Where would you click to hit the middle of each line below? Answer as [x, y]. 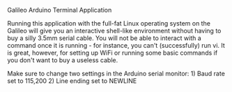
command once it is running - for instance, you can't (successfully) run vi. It [116, 45]
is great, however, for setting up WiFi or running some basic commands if [113, 53]
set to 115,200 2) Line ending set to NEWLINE [72, 81]
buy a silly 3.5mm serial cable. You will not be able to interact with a [105, 38]
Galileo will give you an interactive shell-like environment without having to [114, 31]
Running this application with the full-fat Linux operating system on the [109, 23]
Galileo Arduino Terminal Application [60, 10]
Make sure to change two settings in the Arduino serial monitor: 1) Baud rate [116, 73]
